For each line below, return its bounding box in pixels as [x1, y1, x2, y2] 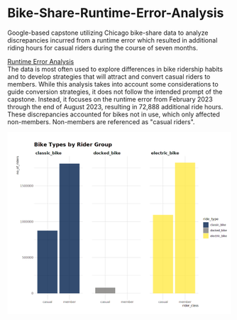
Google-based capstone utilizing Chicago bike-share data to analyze [7, 28, 209, 37]
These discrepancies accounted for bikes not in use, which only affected [7, 110, 220, 118]
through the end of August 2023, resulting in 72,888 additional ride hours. [7, 102, 224, 111]
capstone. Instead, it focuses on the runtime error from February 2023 [7, 94, 213, 104]
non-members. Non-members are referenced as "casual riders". [7, 117, 195, 126]
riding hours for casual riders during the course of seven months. [7, 43, 199, 52]
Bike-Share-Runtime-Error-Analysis [7, 5, 224, 21]
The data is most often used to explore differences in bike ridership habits [7, 65, 224, 73]
